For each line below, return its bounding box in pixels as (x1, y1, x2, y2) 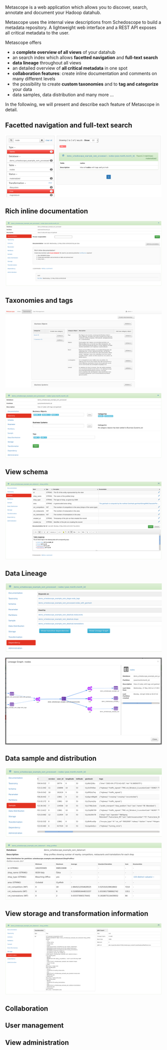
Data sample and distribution (5, 754, 97, 763)
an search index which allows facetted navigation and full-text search (12, 54, 158, 60)
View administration (5, 1038, 69, 1047)
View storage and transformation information (5, 910, 149, 918)
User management (5, 1022, 64, 1030)
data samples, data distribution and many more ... (12, 92, 114, 97)
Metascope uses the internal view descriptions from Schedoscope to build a (5, 19, 162, 25)
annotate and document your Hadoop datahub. (5, 9, 101, 15)
